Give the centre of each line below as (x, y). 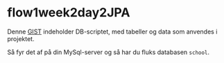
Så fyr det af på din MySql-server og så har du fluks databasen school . (109, 52)
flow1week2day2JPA (69, 13)
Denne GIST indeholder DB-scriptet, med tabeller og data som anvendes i (112, 32)
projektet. (21, 38)
